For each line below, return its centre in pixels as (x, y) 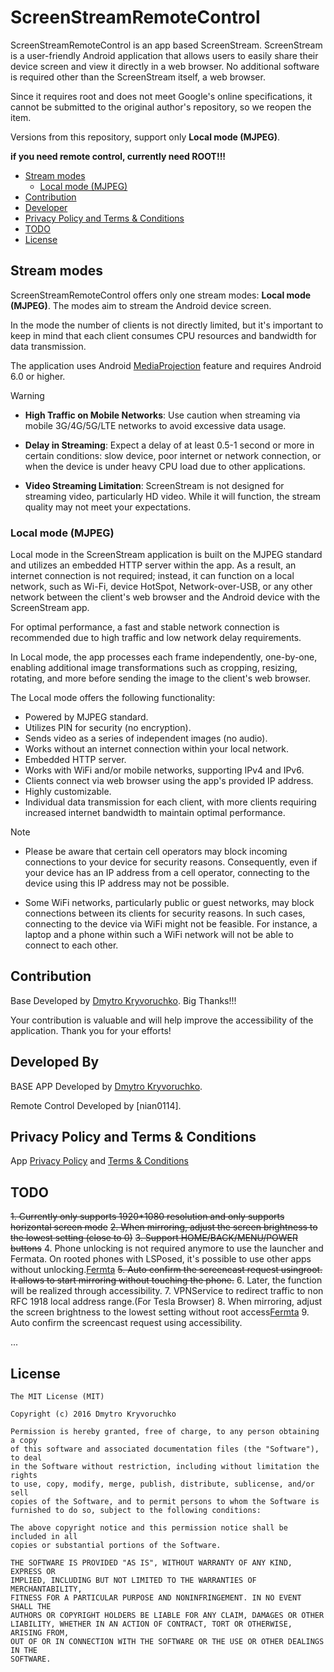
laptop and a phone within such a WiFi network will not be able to (159, 935)
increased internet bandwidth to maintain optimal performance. (155, 813)
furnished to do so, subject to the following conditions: (136, 1511)
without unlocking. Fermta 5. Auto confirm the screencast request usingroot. (166, 1270)
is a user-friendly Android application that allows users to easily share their (164, 55)
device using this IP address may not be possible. (127, 883)
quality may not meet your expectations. (108, 507)
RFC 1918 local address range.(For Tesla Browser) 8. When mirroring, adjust (166, 1302)
